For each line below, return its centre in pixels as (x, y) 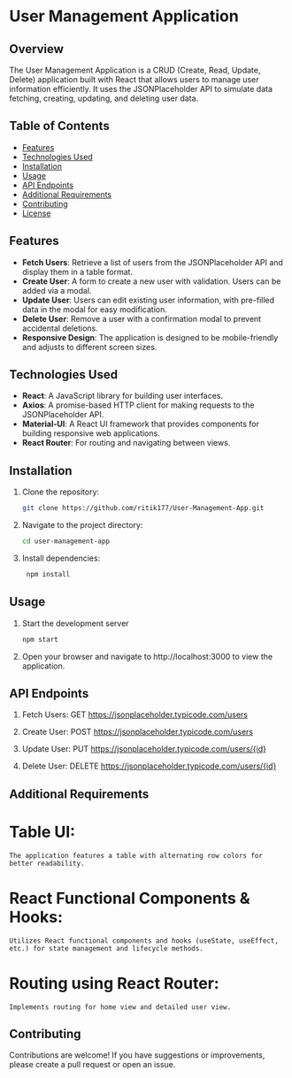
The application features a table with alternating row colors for (136, 855)
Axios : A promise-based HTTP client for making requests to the (138, 405)
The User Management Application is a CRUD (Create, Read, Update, (135, 70)
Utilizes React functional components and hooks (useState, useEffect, (144, 940)
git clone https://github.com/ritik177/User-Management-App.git (143, 508)
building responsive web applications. (91, 433)
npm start (40, 639)
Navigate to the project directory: (82, 525)
